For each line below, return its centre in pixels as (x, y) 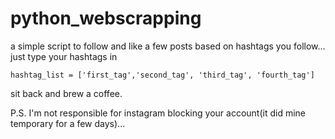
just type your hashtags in (64, 56)
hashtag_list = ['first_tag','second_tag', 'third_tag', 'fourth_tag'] (162, 75)
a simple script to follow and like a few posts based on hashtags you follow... (168, 46)
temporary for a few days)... (68, 123)
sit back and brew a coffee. (66, 93)
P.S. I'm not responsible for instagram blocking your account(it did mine (158, 113)
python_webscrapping (106, 18)
